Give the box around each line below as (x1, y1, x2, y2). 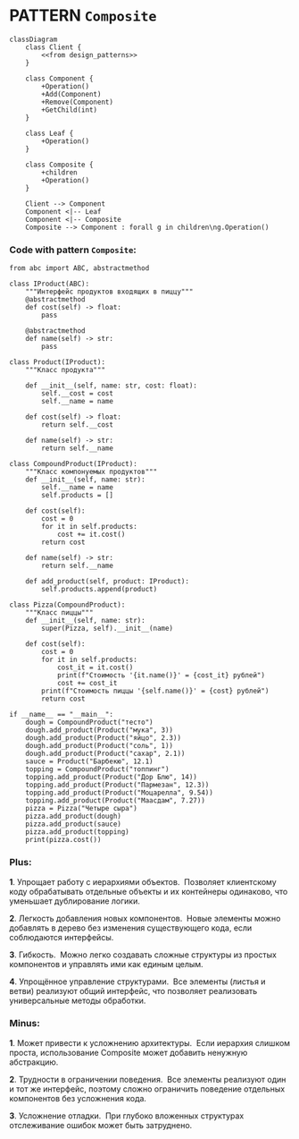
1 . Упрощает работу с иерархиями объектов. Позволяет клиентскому (9, 876, 277, 887)
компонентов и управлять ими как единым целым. (9, 958, 203, 969)
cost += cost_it (56, 679, 118, 688)
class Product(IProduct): (9, 358, 105, 367)
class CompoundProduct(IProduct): (9, 460, 138, 469)
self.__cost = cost (41, 389, 114, 398)
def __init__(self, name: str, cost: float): (25, 381, 198, 390)
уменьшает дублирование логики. (9, 896, 140, 906)
